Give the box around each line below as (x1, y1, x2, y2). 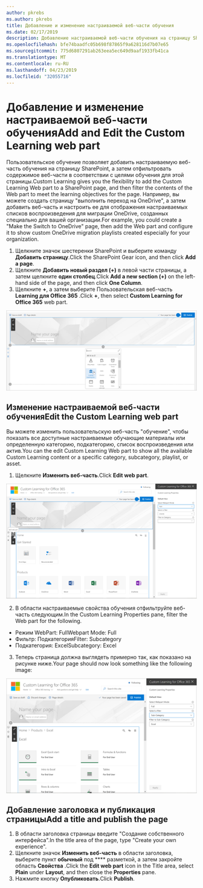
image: (14, 666, 33, 674)
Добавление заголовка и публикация (6, 805, 156, 815)
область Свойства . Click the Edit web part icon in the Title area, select (14, 862, 194, 869)
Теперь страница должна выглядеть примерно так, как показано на (14, 654, 192, 661)
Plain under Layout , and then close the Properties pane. (14, 869, 156, 876)
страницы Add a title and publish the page (6, 814, 168, 824)
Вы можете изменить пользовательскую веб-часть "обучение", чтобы (6, 427, 188, 435)
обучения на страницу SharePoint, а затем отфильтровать (22, 165, 172, 172)
